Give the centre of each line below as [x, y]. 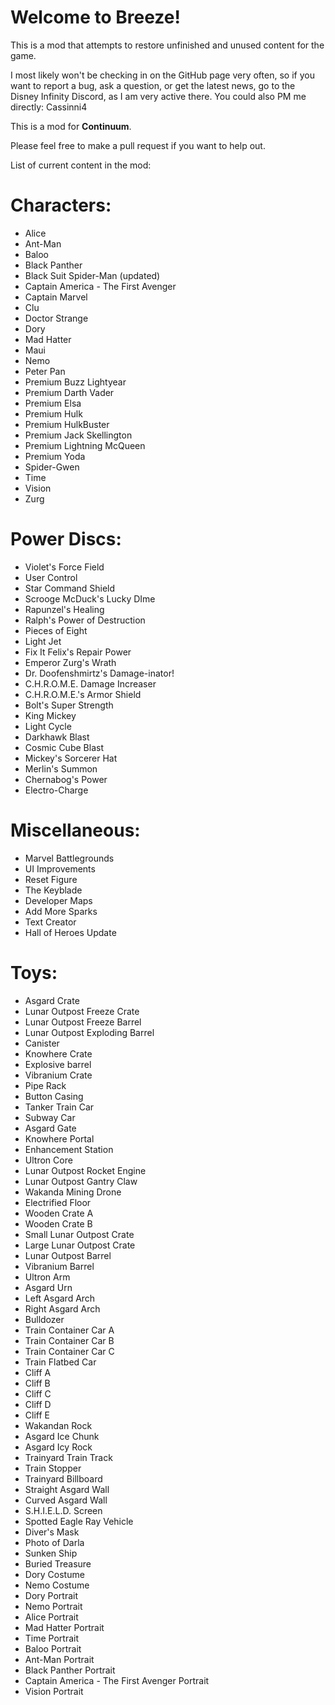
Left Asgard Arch [60, 1298]
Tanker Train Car [59, 1107]
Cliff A [38, 1372]
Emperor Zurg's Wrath [70, 662]
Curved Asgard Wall [66, 1500]
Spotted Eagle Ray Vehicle [79, 1521]
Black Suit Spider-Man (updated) [92, 275]
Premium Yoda [55, 456]
